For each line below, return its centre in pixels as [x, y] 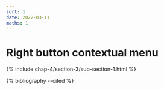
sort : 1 [16, 12]
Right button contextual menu [82, 52]
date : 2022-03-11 [28, 17]
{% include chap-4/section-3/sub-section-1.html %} [71, 69]
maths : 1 [17, 23]
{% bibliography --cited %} [40, 81]
